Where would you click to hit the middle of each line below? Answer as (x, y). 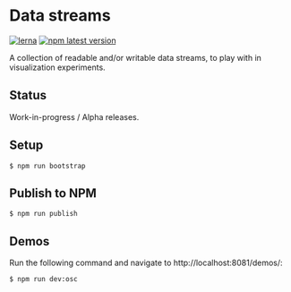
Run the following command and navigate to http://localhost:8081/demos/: (146, 263)
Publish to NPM (53, 193)
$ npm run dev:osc (43, 279)
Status (28, 95)
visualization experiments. (57, 67)
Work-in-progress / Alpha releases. (74, 116)
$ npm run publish (43, 214)
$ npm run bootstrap (48, 166)
